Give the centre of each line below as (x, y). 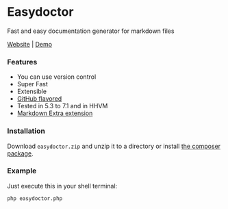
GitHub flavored (39, 99)
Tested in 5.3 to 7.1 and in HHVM (62, 106)
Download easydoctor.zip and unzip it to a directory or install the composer (114, 146)
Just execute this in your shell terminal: (62, 186)
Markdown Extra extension (55, 113)
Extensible (31, 91)
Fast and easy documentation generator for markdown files (91, 31)
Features (22, 62)
